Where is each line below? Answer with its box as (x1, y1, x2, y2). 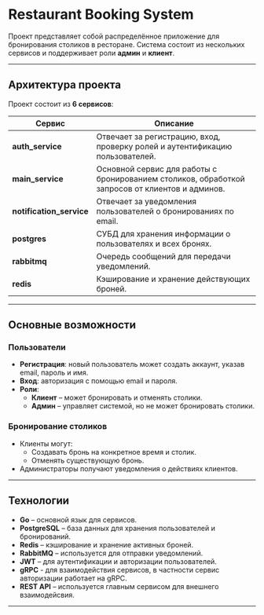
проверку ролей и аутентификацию (96, 141, 233, 152)
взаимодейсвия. (19, 590, 75, 599)
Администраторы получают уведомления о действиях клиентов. (19, 463, 238, 473)
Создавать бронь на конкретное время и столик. (31, 447, 196, 456)
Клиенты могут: (19, 438, 73, 448)
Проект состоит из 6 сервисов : (8, 99, 114, 108)
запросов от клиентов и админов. (96, 183, 225, 194)
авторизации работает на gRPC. (19, 573, 127, 583)
